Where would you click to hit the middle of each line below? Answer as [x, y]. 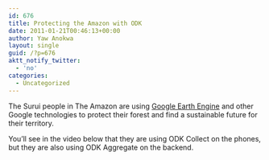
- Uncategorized [43, 83]
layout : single [34, 46]
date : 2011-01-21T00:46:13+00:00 [64, 31]
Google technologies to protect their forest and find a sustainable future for [133, 114]
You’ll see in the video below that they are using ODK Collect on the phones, [135, 138]
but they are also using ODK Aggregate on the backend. [101, 147]
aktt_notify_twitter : [45, 61]
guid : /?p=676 [32, 53]
